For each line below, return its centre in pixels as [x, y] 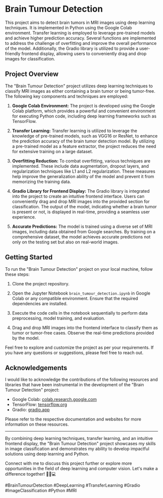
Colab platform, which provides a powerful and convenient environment [84, 111]
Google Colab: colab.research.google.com [54, 399]
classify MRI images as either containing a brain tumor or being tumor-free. [80, 91]
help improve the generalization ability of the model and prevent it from [83, 176]
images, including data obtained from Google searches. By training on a [84, 231]
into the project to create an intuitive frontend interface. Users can [78, 196]
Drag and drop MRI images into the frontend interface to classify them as [85, 327]
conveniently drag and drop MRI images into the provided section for [81, 201]
